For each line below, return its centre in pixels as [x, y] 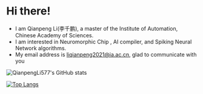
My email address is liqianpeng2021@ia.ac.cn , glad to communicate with [106, 54]
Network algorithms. [41, 48]
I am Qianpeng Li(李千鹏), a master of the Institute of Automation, [96, 28]
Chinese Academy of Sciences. [54, 35]
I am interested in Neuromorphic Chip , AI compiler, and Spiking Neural [103, 42]
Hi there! [28, 11]
